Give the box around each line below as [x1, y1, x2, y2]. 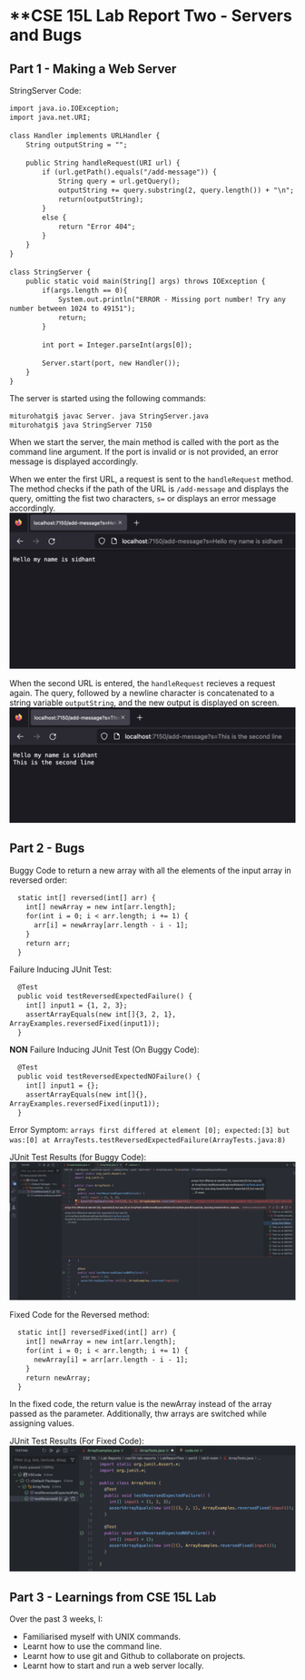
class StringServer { [9, 268, 92, 277]
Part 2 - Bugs [9, 841, 85, 856]
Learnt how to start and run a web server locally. [22, 1660, 204, 1671]
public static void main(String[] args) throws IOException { [25, 277, 266, 286]
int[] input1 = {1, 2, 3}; [25, 1000, 128, 1010]
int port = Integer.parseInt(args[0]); [42, 340, 193, 349]
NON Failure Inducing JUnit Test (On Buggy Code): [9, 1044, 200, 1055]
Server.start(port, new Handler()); [42, 359, 181, 368]
